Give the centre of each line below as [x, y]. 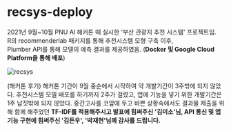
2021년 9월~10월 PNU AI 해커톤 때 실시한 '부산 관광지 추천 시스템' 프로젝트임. [112, 32]
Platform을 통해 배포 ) [36, 58]
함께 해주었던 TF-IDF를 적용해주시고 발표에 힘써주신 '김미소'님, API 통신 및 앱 [118, 112]
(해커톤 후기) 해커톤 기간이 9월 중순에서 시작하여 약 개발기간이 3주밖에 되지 [108, 85]
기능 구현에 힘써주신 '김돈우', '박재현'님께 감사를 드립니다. [84, 120]
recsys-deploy [50, 12]
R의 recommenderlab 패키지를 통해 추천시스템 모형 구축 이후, [90, 40]
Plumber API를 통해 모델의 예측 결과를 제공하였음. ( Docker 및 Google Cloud [111, 49]
